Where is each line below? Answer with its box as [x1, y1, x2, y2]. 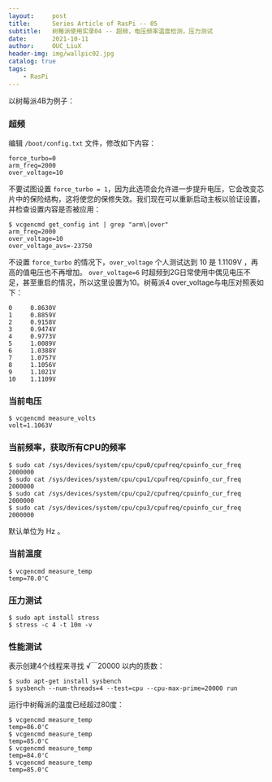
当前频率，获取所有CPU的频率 [8, 442, 126, 453]
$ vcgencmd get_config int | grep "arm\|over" [8, 221, 169, 229]
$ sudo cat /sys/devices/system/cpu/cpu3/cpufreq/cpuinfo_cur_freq [8, 504, 242, 512]
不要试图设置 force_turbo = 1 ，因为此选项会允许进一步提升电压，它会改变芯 [8, 184, 265, 194]
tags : [8, 65, 27, 73]
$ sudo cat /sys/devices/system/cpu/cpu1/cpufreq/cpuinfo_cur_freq [8, 475, 242, 483]
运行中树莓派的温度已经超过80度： [8, 700, 124, 710]
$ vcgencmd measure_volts [8, 414, 96, 423]
